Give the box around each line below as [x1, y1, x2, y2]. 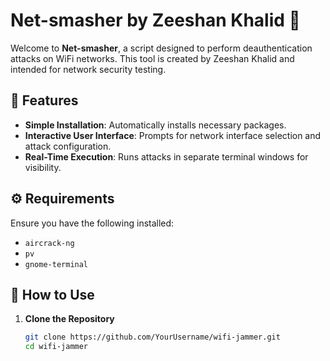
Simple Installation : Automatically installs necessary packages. [24, 119, 287, 131]
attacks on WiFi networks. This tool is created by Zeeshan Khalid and [10, 52, 295, 64]
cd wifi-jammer [24, 342, 89, 352]
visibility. [24, 161, 62, 173]
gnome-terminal [24, 259, 89, 269]
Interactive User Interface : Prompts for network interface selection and [24, 129, 322, 141]
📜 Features [10, 92, 79, 109]
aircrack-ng [24, 238, 75, 248]
